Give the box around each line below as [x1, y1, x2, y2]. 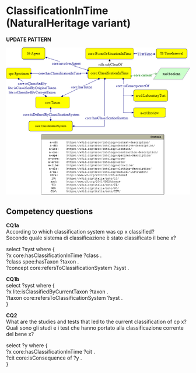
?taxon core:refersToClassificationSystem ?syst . [6, 295, 123, 302]
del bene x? [6, 331, 34, 338]
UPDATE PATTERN [6, 36, 51, 43]
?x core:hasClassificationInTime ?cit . [6, 348, 95, 355]
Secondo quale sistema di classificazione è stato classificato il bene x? [6, 234, 176, 241]
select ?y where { [6, 342, 48, 349]
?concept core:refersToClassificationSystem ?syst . [6, 265, 129, 272]
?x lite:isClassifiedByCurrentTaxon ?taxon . [6, 288, 108, 295]
